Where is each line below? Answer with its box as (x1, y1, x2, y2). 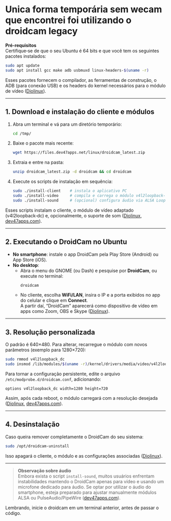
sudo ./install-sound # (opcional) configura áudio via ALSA (12, 198, 154, 203)
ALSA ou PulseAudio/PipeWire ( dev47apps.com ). (17, 494, 121, 501)
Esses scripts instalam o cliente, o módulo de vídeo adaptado (5, 207, 134, 213)
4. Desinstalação (5, 420, 60, 429)
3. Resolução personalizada (5, 328, 95, 336)
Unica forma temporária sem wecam (5, 4, 162, 15)
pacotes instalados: (5, 53, 47, 59)
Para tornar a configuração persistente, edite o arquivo (5, 371, 121, 377)
